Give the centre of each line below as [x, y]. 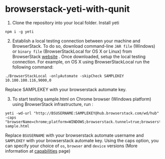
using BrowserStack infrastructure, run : [53, 104]
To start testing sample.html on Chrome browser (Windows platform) [82, 99]
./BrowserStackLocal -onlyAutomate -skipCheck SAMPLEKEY [65, 76]
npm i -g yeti [20, 32]
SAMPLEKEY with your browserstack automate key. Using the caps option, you [82, 140]
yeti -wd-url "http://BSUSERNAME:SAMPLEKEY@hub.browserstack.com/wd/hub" [82, 113]
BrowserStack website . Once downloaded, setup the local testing [79, 56]
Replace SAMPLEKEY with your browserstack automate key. [66, 89]
